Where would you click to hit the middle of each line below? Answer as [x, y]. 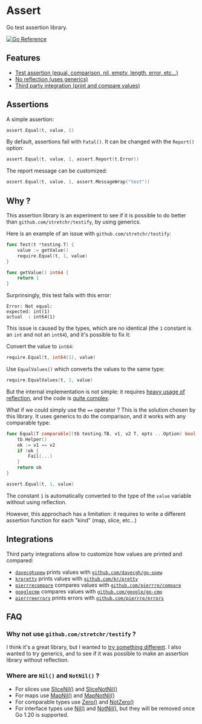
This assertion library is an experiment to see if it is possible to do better [96, 215]
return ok [30, 468]
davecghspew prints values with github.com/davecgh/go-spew [89, 572]
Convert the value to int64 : [40, 346]
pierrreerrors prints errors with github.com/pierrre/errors [90, 597]
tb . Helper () [32, 439]
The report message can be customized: [57, 171]
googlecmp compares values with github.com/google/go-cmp [89, 591]
